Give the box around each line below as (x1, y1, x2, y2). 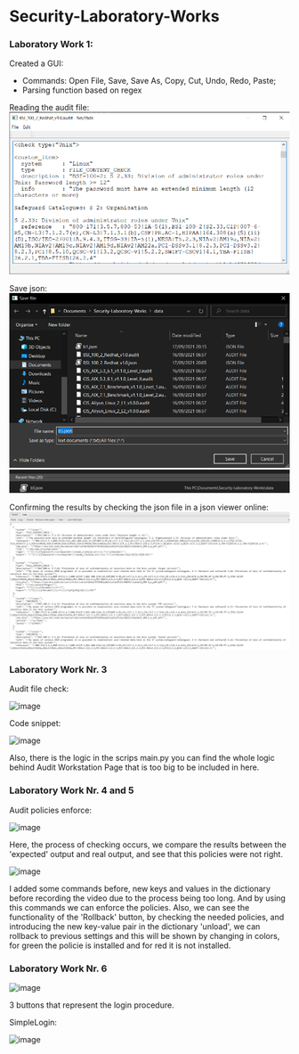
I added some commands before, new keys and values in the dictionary (9, 883, 271, 894)
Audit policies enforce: (9, 805, 92, 815)
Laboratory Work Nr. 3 (9, 664, 108, 676)
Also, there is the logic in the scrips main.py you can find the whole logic (9, 753, 276, 764)
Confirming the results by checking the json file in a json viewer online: (9, 502, 269, 512)
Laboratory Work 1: (9, 38, 93, 51)
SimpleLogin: (9, 1017, 58, 1028)
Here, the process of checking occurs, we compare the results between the (9, 839, 287, 850)
